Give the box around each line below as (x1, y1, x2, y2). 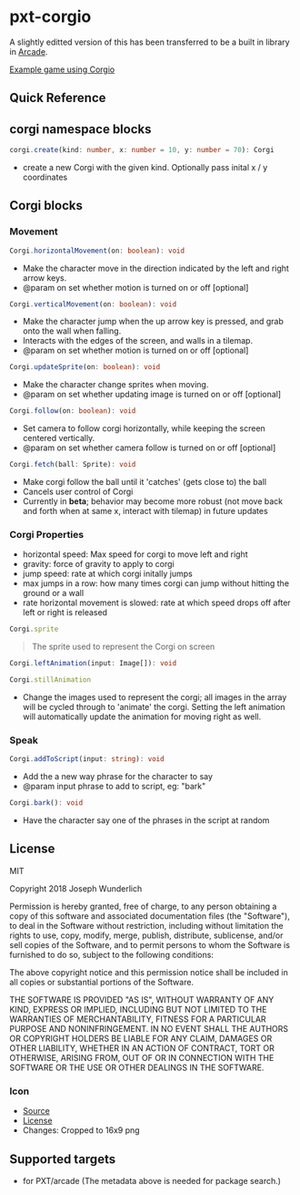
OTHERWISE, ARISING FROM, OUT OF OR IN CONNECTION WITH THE (9, 1052, 275, 1063)
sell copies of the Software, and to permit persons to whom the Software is (9, 939, 291, 950)
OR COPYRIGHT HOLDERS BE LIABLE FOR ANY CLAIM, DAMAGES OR (9, 1033, 273, 1044)
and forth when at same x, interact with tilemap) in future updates (22, 506, 268, 517)
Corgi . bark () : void (9, 798, 84, 808)
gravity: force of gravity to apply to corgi (22, 559, 175, 570)
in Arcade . (9, 46, 48, 57)
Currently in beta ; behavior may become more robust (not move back (22, 496, 284, 507)
